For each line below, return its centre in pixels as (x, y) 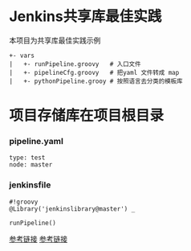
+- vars (22, 56)
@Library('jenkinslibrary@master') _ (72, 209)
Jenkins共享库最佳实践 (85, 16)
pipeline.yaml (36, 142)
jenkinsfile (30, 185)
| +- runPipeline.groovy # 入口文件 (75, 64)
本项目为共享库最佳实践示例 (55, 40)
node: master (31, 165)
